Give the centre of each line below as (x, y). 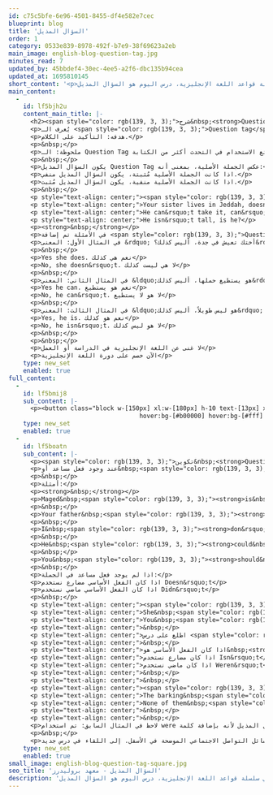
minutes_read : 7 (36, 62)
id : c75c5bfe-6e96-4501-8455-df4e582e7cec (81, 16)
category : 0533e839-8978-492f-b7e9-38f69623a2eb (92, 46)
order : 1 (23, 39)
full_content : (32, 378)
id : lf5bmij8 (45, 393)
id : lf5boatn (45, 446)
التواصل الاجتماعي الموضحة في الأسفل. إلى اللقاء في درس (154, 741)
